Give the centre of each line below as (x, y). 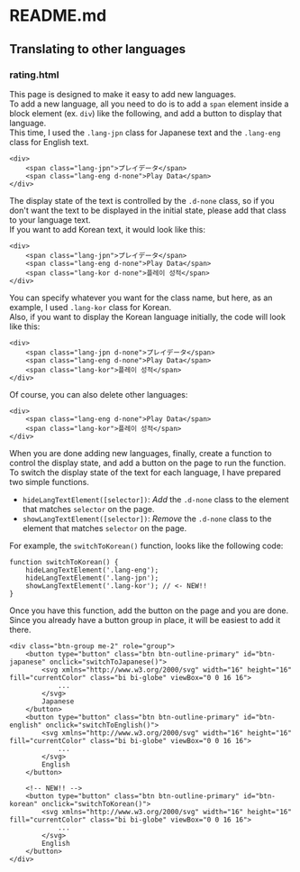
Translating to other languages (98, 49)
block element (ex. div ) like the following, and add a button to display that (145, 113)
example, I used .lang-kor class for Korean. (91, 307)
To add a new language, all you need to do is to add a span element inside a (149, 104)
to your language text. (50, 220)
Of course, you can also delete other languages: (99, 394)
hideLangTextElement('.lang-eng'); (92, 570)
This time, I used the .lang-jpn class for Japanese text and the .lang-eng (145, 133)
